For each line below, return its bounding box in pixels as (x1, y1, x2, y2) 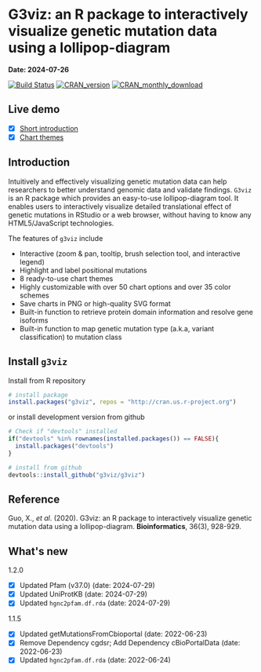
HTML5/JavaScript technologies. (8, 218, 114, 228)
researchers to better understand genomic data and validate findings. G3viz (8, 184, 252, 194)
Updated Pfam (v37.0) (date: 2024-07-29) (19, 581, 155, 590)
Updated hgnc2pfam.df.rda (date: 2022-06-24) (19, 656, 171, 665)
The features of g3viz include (8, 233, 103, 243)
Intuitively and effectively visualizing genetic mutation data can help (8, 177, 227, 186)
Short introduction (19, 123, 78, 133)
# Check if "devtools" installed (8, 428, 118, 436)
